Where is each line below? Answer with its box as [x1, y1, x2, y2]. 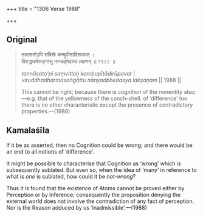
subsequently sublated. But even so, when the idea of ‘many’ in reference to [6, 166, 198, 173]
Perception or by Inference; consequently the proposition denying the [6, 191, 181, 198]
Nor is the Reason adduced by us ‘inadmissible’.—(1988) [6, 204, 148, 211]
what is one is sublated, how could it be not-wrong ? [6, 173, 136, 180]
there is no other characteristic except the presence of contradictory [21, 101, 193, 108]
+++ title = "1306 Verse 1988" [6, 5, 81, 12]
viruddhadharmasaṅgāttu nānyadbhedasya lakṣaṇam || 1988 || [21, 76, 181, 84]
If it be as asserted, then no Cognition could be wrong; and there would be [6, 141, 193, 149]
